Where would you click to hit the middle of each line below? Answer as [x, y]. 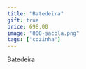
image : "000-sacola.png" [43, 33]
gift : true [23, 20]
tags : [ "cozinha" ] [34, 40]
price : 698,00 [28, 26]
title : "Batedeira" [36, 14]
